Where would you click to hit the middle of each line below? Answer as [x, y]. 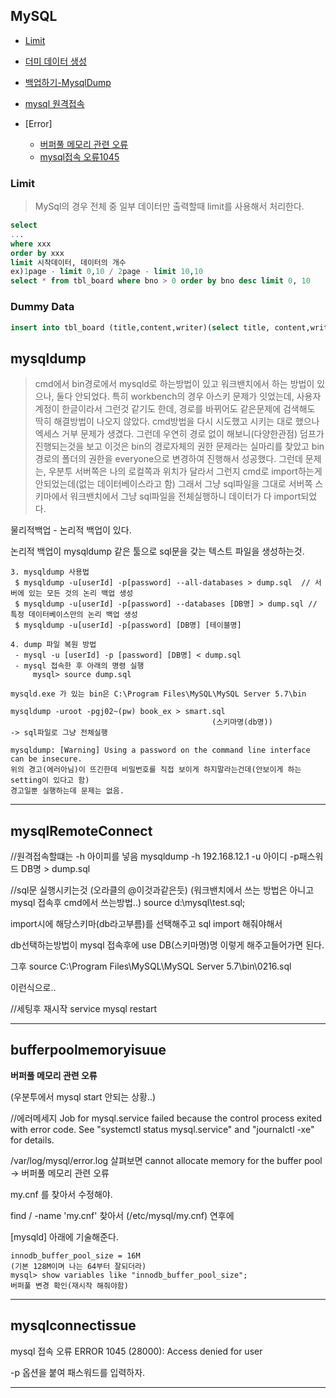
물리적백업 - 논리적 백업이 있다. [71, 530]
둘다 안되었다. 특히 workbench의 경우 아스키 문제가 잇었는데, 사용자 [189, 396]
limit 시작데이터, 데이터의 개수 [68, 262]
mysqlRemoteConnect [81, 830]
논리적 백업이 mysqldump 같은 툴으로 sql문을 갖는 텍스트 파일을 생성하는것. [157, 551]
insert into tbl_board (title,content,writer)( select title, [140, 327]
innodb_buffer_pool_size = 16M [75, 1255]
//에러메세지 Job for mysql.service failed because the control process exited [166, 1118]
